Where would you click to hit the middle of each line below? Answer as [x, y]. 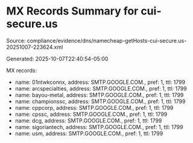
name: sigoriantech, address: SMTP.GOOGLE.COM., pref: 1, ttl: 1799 [99, 127]
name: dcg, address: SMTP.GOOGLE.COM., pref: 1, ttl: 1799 [88, 120]
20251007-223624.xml [35, 47]
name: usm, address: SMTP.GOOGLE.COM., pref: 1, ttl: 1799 [89, 133]
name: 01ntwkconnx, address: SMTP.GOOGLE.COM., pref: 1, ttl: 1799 [100, 82]
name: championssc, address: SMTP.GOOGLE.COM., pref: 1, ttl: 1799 [100, 101]
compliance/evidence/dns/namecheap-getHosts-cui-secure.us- [107, 40]
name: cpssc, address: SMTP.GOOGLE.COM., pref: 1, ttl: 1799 [91, 114]
